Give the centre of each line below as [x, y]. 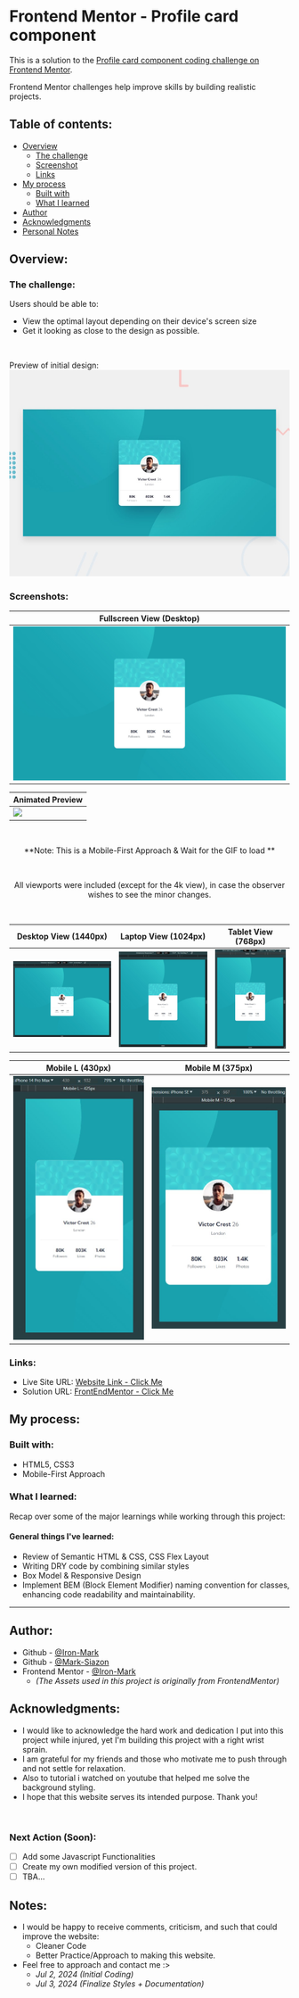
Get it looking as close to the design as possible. [111, 331]
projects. [25, 96]
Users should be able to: [54, 304]
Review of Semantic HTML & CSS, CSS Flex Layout [115, 1557]
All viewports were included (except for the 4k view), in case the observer [149, 885]
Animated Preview [48, 800]
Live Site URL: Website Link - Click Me [92, 1381]
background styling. [59, 1787]
